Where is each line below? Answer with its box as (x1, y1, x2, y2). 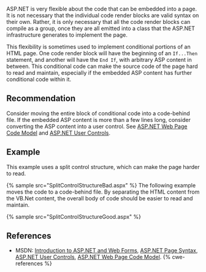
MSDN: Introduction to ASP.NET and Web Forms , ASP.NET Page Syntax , (15, 247, 198, 254)
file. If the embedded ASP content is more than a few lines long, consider (6, 116, 191, 123)
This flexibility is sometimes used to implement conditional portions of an (6, 43, 191, 50)
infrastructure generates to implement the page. (6, 31, 128, 39)
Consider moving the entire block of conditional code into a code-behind (6, 110, 190, 117)
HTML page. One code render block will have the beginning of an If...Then (6, 50, 198, 57)
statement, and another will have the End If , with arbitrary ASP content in (6, 56, 192, 63)
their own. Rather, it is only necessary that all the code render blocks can (6, 18, 191, 25)
